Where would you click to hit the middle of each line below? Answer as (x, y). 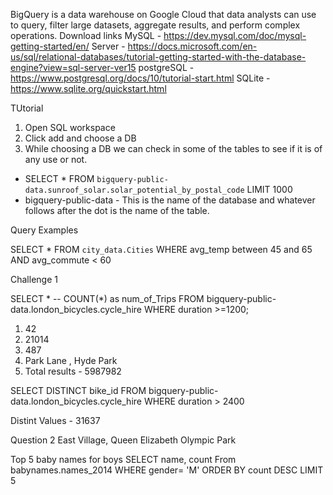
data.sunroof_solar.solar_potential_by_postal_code (134, 190)
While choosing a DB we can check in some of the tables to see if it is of (173, 148)
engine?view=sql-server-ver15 (73, 67)
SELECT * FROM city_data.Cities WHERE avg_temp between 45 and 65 (161, 249)
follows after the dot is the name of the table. (117, 210)
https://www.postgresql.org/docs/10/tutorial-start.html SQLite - (140, 78)
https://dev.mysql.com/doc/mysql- (235, 35)
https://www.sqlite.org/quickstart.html (88, 88)
